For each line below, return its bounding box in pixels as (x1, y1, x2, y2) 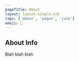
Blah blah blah (5, 51, 33, 57)
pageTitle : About (5, 7, 40, 12)
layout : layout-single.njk (5, 12, 60, 16)
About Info (5, 38, 38, 46)
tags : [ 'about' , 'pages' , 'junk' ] (5, 16, 75, 21)
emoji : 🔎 (5, 20, 23, 26)
